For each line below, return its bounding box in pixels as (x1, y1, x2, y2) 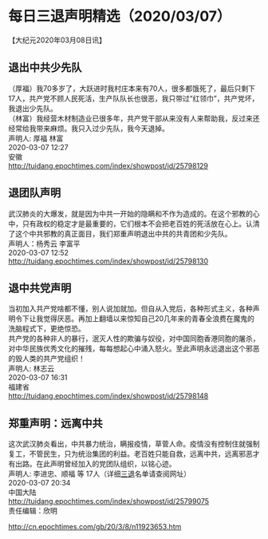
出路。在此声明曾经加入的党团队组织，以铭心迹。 (14, 459, 176, 469)
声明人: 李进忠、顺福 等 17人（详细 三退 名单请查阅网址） (8, 469, 191, 479)
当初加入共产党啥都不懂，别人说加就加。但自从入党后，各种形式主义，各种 (8, 304, 253, 314)
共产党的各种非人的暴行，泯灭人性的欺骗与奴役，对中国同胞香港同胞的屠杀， (8, 334, 260, 343)
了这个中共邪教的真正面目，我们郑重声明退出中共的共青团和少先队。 (8, 228, 232, 238)
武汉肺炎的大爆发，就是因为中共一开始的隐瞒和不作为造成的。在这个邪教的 (8, 208, 253, 218)
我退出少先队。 (8, 103, 57, 113)
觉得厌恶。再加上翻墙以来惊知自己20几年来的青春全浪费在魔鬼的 (42, 314, 255, 323)
